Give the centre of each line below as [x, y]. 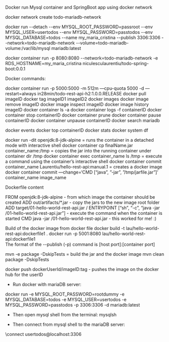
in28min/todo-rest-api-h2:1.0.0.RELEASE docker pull [92, 94]
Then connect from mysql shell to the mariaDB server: [69, 324]
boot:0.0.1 [15, 69]
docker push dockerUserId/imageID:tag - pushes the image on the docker [82, 269]
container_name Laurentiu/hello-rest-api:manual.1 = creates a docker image [84, 167]
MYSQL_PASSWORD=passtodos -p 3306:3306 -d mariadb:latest [73, 305]
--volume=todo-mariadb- [102, 43]
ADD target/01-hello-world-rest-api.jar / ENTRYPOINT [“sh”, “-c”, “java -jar [82, 208]
